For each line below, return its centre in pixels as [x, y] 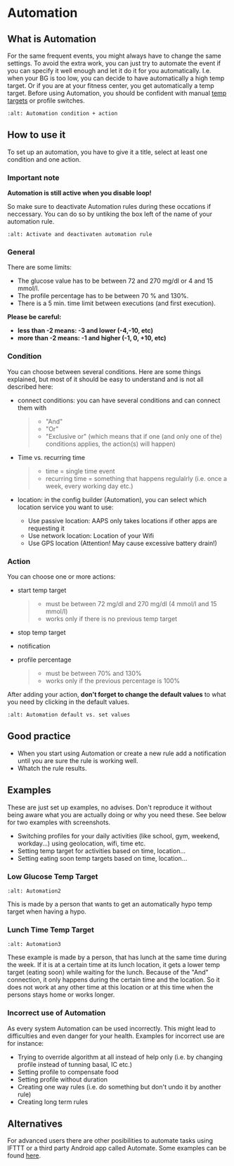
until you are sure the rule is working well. [78, 760]
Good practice [39, 736]
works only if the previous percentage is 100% [113, 681]
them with [32, 408]
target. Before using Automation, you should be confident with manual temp [117, 93]
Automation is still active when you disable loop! [80, 193]
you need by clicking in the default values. [69, 702]
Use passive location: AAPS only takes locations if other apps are [123, 520]
